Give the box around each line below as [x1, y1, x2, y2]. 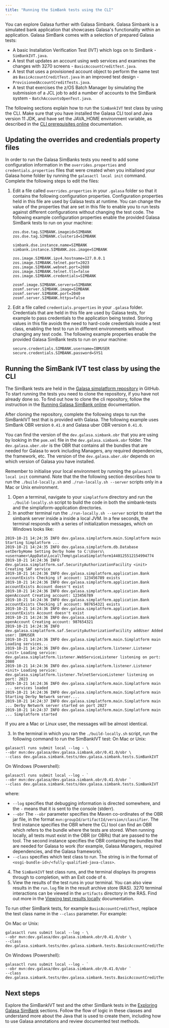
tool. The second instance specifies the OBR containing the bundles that [12, 838, 162, 844]
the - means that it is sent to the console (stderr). [12, 806, 115, 812]
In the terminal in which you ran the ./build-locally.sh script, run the [12, 731, 158, 737]
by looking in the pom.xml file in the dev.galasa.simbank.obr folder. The [5, 437, 151, 443]
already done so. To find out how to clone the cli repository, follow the [5, 396, 150, 403]
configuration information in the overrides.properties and [5, 162, 126, 168]
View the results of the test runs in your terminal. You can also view [12, 880, 152, 886]
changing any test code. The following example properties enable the [12, 331, 157, 337]
